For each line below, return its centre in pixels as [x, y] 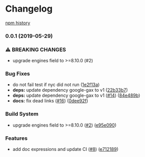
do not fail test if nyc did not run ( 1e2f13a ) [56, 85]
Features [16, 138]
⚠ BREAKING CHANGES [36, 50]
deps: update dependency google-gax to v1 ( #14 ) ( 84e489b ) [76, 95]
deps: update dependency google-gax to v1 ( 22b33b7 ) [70, 90]
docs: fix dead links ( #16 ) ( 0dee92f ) [50, 101]
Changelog [29, 9]
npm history [18, 23]
